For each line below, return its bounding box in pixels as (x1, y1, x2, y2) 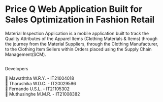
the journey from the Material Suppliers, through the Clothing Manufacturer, (5, 41, 159, 47)
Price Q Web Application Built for (5, 3, 143, 15)
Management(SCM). (5, 51, 46, 57)
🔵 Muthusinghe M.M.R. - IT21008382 (5, 91, 80, 97)
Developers (5, 66, 29, 72)
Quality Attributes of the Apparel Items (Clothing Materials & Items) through (5, 36, 158, 42)
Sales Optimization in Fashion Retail (5, 14, 155, 25)
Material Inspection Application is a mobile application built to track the (5, 30, 149, 36)
